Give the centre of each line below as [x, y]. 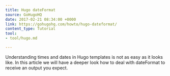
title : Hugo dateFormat [31, 10]
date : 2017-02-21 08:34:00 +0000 [41, 19]
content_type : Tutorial [31, 29]
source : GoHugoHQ [24, 15]
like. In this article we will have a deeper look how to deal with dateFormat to [85, 62]
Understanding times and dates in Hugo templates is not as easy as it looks [84, 57]
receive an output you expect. [37, 68]
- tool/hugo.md [21, 39]
